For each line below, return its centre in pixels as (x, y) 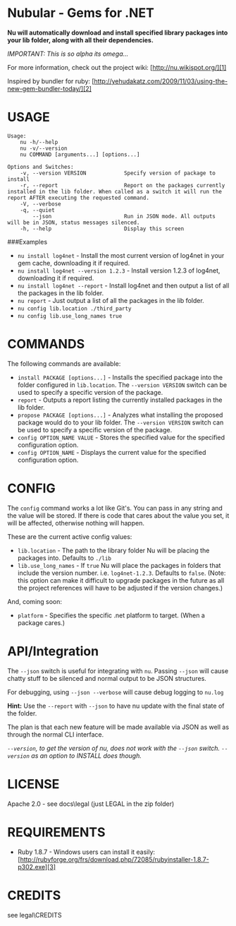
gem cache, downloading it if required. (74, 263)
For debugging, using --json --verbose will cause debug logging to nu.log (116, 692)
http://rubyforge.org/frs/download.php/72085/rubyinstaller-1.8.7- (114, 859)
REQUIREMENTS (56, 832)
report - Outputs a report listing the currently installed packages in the (120, 400)
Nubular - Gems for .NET (81, 13)
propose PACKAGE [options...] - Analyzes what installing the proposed (120, 415)
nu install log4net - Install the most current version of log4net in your (121, 255)
